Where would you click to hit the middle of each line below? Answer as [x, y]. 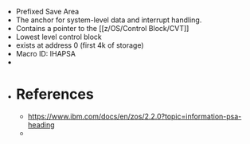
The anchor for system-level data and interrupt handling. [109, 20]
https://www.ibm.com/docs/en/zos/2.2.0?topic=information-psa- [135, 116]
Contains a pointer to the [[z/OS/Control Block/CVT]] [102, 28]
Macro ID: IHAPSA [45, 54]
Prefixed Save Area [47, 12]
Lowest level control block [59, 37]
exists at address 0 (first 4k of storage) [80, 45]
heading [41, 125]
